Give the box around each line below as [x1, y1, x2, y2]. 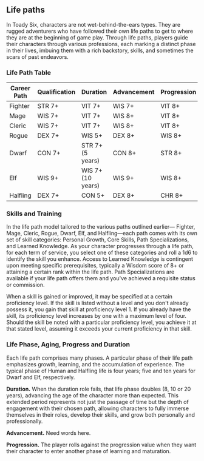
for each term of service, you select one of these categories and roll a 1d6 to [6, 249, 198, 257]
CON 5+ [81, 191, 105, 200]
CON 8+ [112, 149, 137, 157]
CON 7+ [37, 149, 61, 157]
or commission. [6, 281, 45, 289]
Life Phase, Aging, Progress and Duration [6, 340, 131, 349]
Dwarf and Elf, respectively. [6, 373, 75, 381]
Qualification [37, 88, 76, 96]
